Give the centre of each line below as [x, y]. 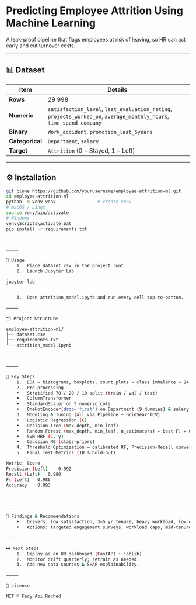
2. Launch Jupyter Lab [45, 271]
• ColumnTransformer [44, 399]
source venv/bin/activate [37, 213]
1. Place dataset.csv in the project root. [71, 266]
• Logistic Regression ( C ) [52, 420]
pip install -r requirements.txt [47, 229]
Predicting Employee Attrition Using [95, 11]
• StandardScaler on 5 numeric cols [64, 404]
